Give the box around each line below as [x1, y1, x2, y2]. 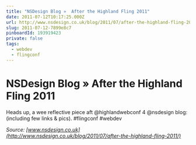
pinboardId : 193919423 [6, 30, 61, 36]
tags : [6, 41, 19, 47]
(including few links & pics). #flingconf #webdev [6, 115, 123, 122]
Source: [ [6, 126, 28, 133]
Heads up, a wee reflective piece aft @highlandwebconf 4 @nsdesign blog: [6, 108, 188, 115]
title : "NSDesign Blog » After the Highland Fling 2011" [6, 8, 150, 15]
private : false [6, 36, 43, 41]
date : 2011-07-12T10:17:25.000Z [6, 14, 85, 20]
